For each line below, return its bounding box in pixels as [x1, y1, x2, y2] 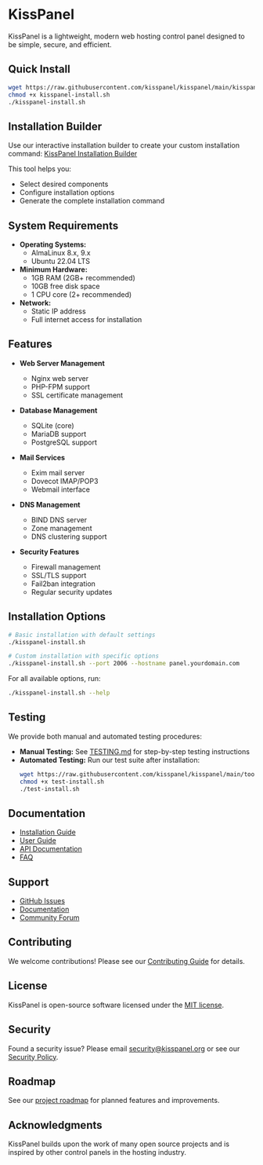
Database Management [19, 405, 98, 415]
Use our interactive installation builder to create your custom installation [8, 141, 240, 150]
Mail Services [19, 452, 65, 462]
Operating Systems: [19, 240, 87, 249]
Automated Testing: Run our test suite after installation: [19, 755, 200, 764]
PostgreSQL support [31, 438, 98, 447]
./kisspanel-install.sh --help [8, 689, 110, 697]
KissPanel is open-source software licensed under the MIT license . [8, 1000, 225, 1009]
